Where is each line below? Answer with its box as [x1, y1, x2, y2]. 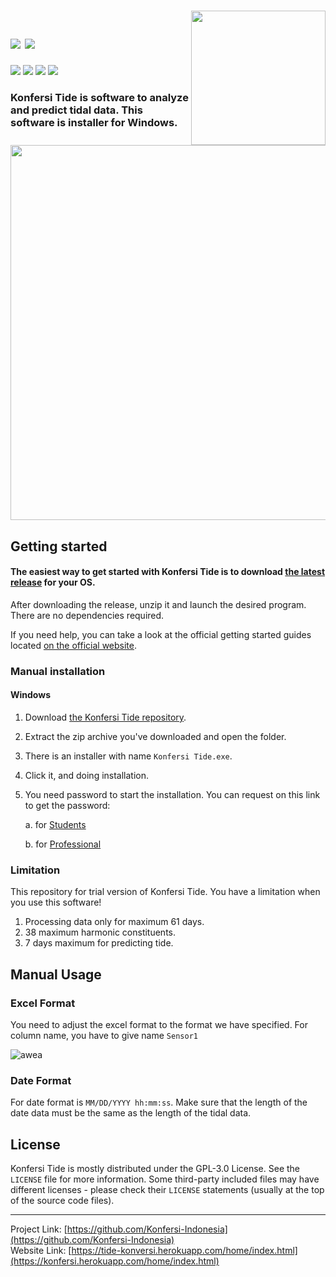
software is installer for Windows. [10, 115, 178, 129]
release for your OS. [10, 576, 96, 589]
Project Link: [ [10, 1223, 68, 1235]
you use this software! [10, 896, 102, 909]
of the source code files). [10, 1195, 115, 1206]
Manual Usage [10, 966, 102, 983]
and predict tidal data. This [10, 103, 143, 117]
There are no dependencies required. [10, 609, 165, 621]
